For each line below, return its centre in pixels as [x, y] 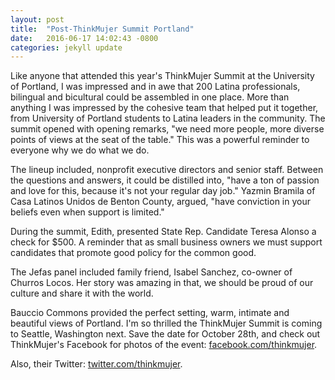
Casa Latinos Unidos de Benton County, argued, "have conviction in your [160, 202]
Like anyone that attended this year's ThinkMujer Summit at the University [162, 76]
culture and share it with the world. [82, 293]
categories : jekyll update [66, 47]
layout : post [37, 19]
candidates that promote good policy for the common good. [133, 253]
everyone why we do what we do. [80, 150]
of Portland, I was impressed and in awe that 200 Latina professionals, [155, 87]
